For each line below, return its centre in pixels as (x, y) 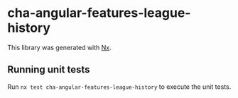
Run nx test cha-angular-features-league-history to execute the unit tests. (119, 87)
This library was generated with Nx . (59, 47)
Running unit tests (49, 69)
